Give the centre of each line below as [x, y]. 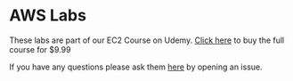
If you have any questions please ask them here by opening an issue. [136, 67]
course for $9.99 [40, 49]
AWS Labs [48, 16]
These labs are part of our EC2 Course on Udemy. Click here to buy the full [147, 40]
